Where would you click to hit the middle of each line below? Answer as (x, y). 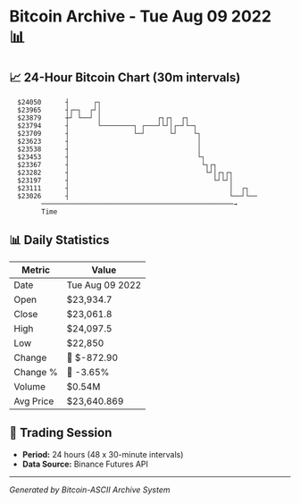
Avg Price (34, 401)
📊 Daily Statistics (59, 240)
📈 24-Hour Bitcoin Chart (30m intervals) (125, 77)
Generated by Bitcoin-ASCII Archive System (90, 490)
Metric (36, 270)
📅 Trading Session (61, 433)
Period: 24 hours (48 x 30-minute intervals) (103, 454)
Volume (30, 386)
